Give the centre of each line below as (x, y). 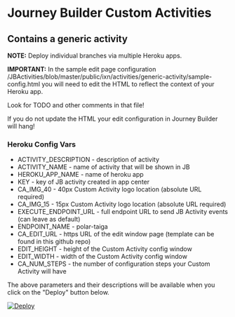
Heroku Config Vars (41, 144)
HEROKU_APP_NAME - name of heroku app (80, 175)
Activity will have (42, 271)
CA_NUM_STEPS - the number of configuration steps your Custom (114, 264)
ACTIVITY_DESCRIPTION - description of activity (88, 160)
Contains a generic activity (68, 39)
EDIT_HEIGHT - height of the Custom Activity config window (105, 249)
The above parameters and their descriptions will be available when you (111, 285)
